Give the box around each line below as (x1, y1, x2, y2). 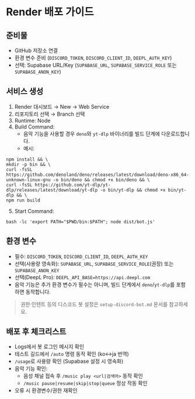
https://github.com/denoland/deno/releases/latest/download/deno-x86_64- (6, 172, 190, 178)
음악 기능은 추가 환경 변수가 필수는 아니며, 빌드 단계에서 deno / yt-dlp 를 (14, 281, 175, 288)
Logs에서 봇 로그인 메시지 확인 (14, 343, 85, 351)
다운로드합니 (161, 130, 190, 137)
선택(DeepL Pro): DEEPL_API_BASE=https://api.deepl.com (14, 273, 151, 280)
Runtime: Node (14, 117, 51, 124)
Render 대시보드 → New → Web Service (14, 103, 110, 110)
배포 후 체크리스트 (6, 327, 67, 336)
